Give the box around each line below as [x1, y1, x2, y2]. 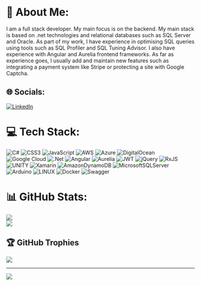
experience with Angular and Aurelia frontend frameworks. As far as [6, 50, 174, 57]
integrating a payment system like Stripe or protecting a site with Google [6, 63, 184, 71]
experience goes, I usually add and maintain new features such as [6, 57, 169, 64]
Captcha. [6, 69, 29, 77]
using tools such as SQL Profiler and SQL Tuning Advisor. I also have [6, 44, 175, 51]
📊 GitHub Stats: [6, 190, 88, 203]
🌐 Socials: [6, 87, 45, 98]
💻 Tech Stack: [6, 125, 80, 138]
